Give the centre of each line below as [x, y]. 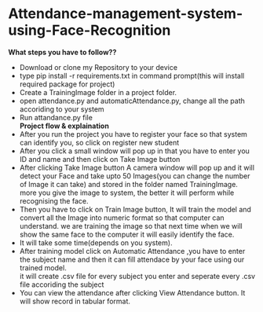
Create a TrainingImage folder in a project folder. [98, 92]
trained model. [43, 267]
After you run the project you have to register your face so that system [133, 134]
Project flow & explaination [64, 126]
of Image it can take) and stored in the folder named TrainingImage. [128, 184]
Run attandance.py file [56, 117]
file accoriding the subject [62, 284]
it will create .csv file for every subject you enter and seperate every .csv [137, 276]
